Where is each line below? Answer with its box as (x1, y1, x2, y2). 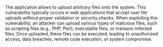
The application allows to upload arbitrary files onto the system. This (5, 4, 146, 10)
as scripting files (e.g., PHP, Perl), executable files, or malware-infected (5, 25, 152, 31)
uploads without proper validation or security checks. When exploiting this (5, 15, 158, 20)
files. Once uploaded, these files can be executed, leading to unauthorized (5, 31, 159, 36)
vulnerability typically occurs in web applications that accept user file (5, 9, 148, 15)
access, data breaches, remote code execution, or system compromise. (5, 36, 153, 42)
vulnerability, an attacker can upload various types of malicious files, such (5, 20, 158, 26)
